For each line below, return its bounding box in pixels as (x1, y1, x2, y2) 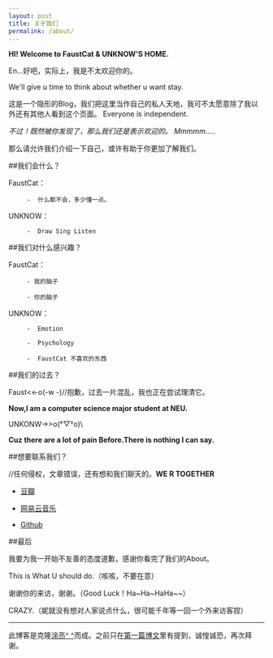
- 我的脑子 (26, 278, 58, 286)
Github (19, 520, 43, 530)
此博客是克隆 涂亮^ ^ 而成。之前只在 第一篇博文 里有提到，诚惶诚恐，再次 (8, 630, 245, 640)
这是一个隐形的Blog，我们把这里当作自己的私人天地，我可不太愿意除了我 (8, 99, 252, 109)
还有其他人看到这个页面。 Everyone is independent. (15, 109, 188, 119)
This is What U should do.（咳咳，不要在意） (8, 571, 158, 581)
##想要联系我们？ (8, 452, 67, 461)
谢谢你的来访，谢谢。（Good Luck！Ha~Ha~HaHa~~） (8, 588, 190, 598)
